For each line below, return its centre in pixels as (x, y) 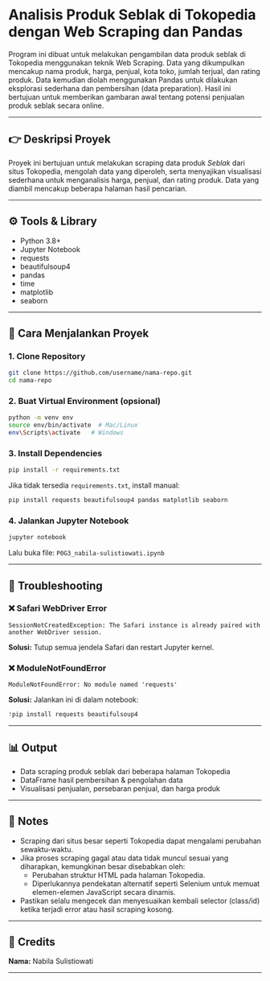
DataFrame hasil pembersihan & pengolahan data (101, 780)
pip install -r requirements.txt (64, 470)
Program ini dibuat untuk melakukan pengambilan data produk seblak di (127, 54)
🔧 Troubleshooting (55, 585)
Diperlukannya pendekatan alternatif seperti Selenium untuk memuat (146, 884)
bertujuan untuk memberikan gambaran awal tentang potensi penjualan (127, 97)
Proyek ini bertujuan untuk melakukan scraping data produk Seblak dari (127, 163)
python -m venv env (41, 418)
